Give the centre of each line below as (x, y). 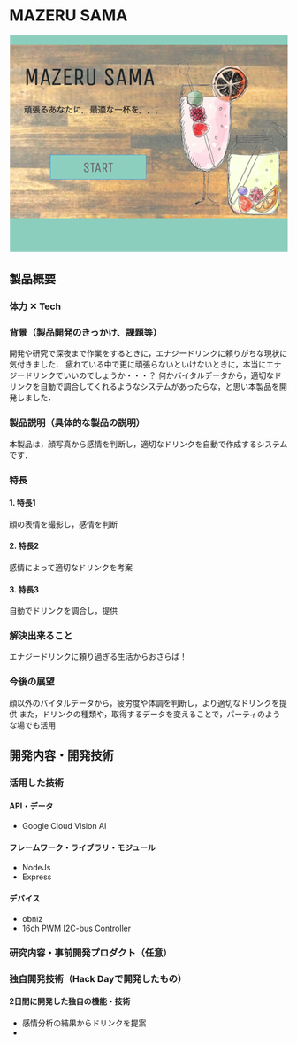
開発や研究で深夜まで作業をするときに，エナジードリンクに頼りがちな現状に (148, 353)
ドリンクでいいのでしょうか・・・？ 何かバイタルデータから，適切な (149, 375)
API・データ (31, 806)
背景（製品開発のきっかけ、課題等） (86, 332)
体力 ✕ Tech (35, 306)
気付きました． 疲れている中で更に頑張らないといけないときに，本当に (138, 365)
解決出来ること (41, 636)
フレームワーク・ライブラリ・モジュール (83, 847)
